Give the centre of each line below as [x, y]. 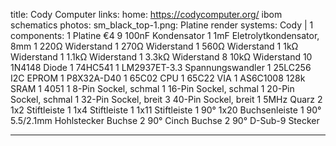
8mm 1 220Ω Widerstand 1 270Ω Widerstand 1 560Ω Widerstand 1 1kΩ [154, 46]
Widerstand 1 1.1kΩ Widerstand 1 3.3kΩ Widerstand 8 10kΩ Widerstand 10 [161, 57]
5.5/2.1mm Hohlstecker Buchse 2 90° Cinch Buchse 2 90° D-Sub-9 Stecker [165, 120]
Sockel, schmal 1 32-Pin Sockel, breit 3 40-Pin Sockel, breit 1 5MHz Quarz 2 [166, 99]
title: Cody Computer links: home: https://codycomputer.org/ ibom [146, 14]
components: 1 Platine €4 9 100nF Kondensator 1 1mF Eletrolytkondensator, [165, 35]
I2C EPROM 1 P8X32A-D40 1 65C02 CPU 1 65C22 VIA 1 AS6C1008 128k [158, 78]
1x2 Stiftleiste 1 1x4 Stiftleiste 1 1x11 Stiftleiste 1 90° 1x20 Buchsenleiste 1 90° [166, 110]
